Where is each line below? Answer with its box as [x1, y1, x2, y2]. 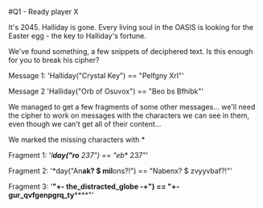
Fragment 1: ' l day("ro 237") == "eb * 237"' [8, 151, 149, 160]
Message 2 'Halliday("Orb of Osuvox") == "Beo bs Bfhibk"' [8, 86, 203, 96]
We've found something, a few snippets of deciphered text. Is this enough [8, 47, 253, 56]
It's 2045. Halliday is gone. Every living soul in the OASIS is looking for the [8, 23, 253, 31]
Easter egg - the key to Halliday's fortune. [8, 31, 146, 40]
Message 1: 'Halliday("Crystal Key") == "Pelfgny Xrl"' [8, 71, 184, 80]
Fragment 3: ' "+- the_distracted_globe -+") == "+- [8, 181, 180, 191]
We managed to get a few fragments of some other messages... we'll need [8, 102, 256, 111]
